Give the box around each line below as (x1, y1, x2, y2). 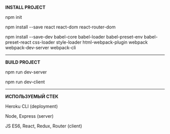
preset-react (5, 39, 31, 45)
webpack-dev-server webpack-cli (5, 45, 76, 50)
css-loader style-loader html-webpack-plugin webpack (32, 39, 148, 45)
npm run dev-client (5, 79, 45, 85)
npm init (5, 14, 22, 20)
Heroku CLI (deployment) (5, 104, 58, 109)
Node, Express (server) (5, 113, 54, 119)
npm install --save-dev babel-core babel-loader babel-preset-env (5, 34, 143, 40)
